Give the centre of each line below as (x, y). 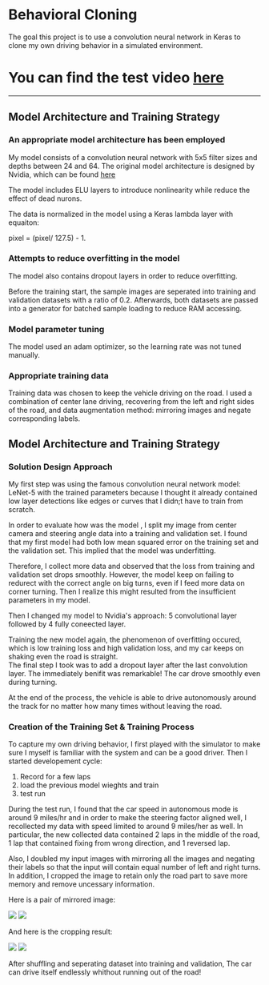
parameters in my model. (49, 600)
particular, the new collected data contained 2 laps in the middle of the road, (134, 835)
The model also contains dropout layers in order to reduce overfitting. (123, 276)
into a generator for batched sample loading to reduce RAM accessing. (125, 308)
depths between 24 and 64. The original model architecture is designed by (131, 166)
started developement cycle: (55, 761)
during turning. (33, 683)
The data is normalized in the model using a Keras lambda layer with (121, 214)
